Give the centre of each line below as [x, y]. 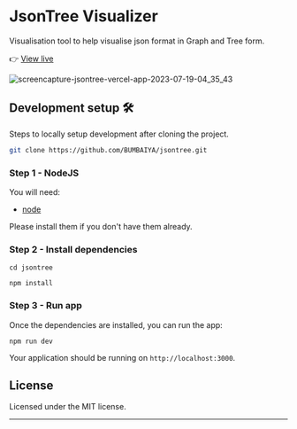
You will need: [34, 191]
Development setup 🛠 [72, 108]
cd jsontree [31, 268]
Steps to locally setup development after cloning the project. [119, 134]
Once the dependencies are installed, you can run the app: [116, 324]
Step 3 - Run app [46, 306]
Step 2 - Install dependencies [73, 249]
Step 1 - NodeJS [44, 173]
